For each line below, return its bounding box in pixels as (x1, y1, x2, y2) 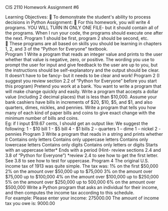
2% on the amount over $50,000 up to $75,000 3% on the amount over (5, 168, 153, 174)
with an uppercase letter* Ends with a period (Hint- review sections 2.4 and (5, 147, 161, 153)
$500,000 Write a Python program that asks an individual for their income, (5, 184, 159, 190)
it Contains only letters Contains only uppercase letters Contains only (5, 136, 148, 142)
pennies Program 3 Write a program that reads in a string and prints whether (5, 131, 163, 137)
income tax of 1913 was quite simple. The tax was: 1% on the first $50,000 (5, 163, 159, 169)
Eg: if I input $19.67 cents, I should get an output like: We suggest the (5, 120, 148, 126)
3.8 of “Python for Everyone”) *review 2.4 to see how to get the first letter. (5, 152, 159, 158)
